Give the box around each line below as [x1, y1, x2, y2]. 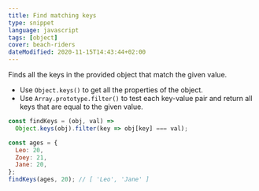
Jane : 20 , [15, 161, 47, 169]
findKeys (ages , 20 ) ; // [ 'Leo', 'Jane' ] [8, 175, 150, 184]
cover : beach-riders [8, 41, 76, 49]
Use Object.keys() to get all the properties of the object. [19, 85, 203, 95]
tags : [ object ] [8, 33, 58, 42]
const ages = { [8, 139, 58, 147]
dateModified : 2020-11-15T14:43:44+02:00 [8, 48, 146, 56]
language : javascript [8, 26, 80, 34]
